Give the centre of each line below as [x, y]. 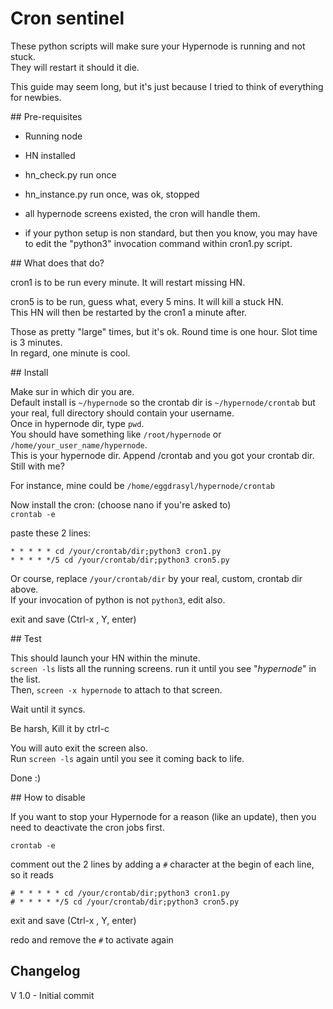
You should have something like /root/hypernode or [116, 434]
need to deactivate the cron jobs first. [87, 827]
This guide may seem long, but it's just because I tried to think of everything [167, 86]
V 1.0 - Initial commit [52, 995]
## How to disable [48, 797]
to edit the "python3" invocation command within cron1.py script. [158, 243]
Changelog [45, 971]
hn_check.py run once [70, 174]
